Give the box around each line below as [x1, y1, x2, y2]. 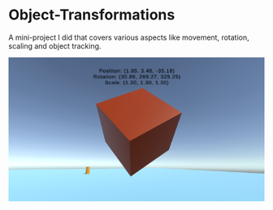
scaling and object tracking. [8, 41, 102, 50]
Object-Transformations [8, 6, 175, 24]
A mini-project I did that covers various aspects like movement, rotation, [8, 32, 249, 42]
